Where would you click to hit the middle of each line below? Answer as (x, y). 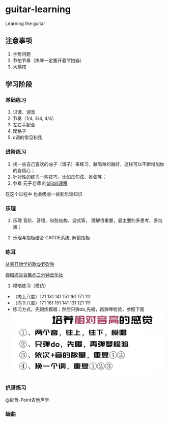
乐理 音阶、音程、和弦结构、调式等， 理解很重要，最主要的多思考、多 (85, 220)
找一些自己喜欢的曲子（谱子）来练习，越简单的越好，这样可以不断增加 (86, 164)
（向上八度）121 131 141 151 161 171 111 (51, 297)
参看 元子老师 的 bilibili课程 (40, 183)
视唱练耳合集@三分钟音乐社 (34, 275)
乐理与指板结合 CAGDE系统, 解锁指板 (51, 238)
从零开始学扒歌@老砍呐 (30, 264)
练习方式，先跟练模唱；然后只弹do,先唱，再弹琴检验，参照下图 (78, 310)
